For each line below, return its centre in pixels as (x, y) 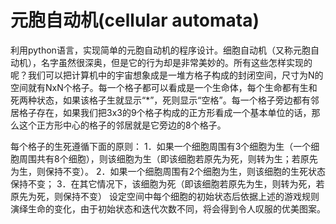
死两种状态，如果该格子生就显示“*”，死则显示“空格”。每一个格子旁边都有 (160, 100)
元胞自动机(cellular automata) (135, 20)
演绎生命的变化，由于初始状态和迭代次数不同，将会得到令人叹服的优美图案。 (168, 208)
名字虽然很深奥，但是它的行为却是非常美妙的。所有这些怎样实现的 (176, 62)
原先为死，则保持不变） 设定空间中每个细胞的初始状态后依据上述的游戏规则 (165, 196)
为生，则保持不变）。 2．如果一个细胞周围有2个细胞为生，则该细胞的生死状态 (168, 171)
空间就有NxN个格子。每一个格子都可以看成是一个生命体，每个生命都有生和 (164, 87)
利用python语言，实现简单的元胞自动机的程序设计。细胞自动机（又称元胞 (160, 50)
